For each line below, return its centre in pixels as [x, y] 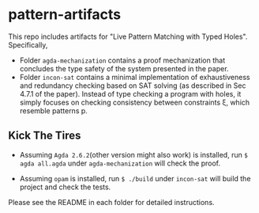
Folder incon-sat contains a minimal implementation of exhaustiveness [135, 77]
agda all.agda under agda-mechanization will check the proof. [120, 163]
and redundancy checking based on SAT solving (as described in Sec [133, 86]
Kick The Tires [45, 136]
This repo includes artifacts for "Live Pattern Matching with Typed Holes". [128, 36]
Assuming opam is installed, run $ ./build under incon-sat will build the [135, 178]
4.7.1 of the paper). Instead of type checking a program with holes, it [130, 93]
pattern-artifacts [65, 15]
